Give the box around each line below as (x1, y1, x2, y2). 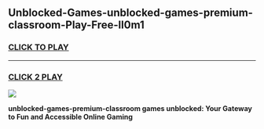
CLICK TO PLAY (8, 42, 69, 53)
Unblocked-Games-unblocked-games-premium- (8, 6, 254, 20)
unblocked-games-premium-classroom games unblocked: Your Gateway (8, 103, 253, 113)
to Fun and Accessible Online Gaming (8, 112, 134, 121)
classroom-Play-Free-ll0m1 (8, 19, 145, 32)
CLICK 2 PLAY (8, 71, 63, 82)
